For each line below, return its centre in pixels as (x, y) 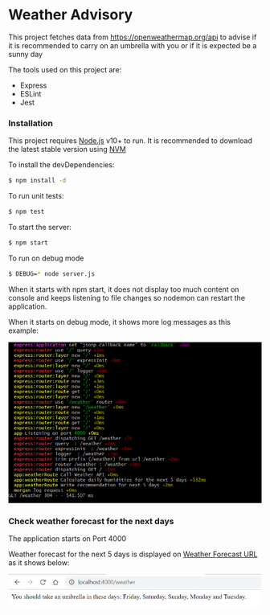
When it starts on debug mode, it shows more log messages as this (120, 322)
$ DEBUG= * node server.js (51, 274)
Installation (31, 123)
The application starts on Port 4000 (67, 539)
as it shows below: (39, 563)
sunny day (25, 54)
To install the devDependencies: (61, 165)
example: (23, 330)
